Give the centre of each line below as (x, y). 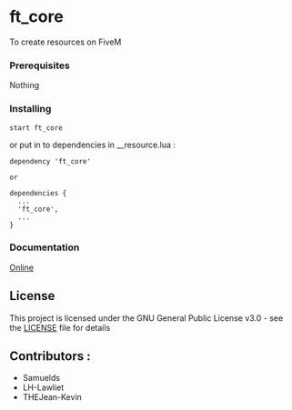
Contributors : (50, 356)
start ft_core (36, 128)
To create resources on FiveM (65, 42)
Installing (30, 109)
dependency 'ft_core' (50, 161)
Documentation (45, 247)
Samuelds (41, 378)
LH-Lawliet (43, 387)
